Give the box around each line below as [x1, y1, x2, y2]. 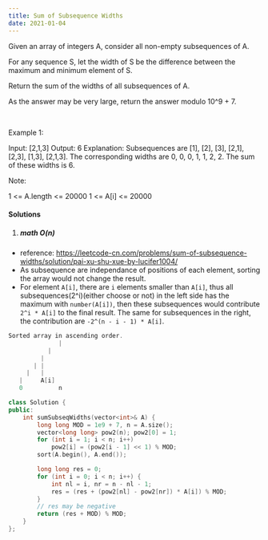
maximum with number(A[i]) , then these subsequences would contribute [19, 299, 260, 309]
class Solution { [8, 399, 66, 407]
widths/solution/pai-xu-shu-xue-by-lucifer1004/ [19, 257, 178, 266]
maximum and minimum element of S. [8, 65, 134, 75]
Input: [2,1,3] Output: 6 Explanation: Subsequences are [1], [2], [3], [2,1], [8, 143, 245, 152]
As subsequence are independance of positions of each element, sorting [19, 266, 261, 275]
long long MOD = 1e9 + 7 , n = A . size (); [37, 420, 174, 429]
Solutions [8, 209, 42, 219]
